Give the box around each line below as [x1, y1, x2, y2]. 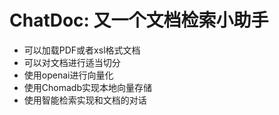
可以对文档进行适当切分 [23, 56, 121, 68]
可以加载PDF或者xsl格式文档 [23, 44, 141, 56]
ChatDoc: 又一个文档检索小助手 [9, 9, 269, 32]
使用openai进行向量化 [23, 69, 114, 81]
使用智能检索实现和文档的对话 [23, 94, 147, 106]
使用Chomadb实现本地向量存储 [23, 81, 152, 93]
